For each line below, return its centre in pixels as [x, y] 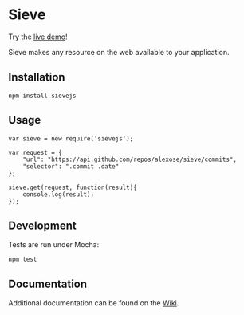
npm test [23, 260]
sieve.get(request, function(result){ [73, 187]
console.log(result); [58, 194]
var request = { [35, 152]
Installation [37, 77]
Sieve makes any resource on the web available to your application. [119, 52]
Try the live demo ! [38, 37]
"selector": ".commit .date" [71, 166]
